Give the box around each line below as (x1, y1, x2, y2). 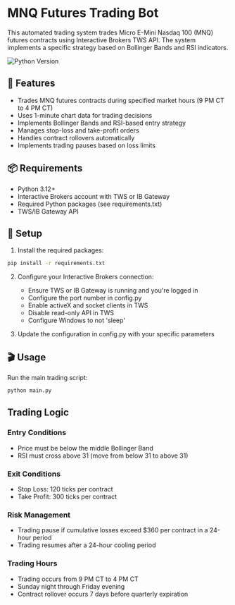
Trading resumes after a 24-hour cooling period (17, 541, 156, 549)
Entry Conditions (7, 428, 67, 438)
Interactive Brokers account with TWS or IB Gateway (17, 192, 170, 200)
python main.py (7, 387, 52, 394)
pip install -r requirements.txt (7, 259, 106, 267)
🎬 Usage (7, 351, 46, 363)
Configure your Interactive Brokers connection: (17, 273, 154, 281)
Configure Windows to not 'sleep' (27, 316, 125, 325)
